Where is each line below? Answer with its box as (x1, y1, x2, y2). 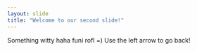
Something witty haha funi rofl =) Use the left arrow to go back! (7, 36, 191, 44)
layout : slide (7, 10, 49, 17)
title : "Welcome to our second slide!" (7, 17, 125, 24)
